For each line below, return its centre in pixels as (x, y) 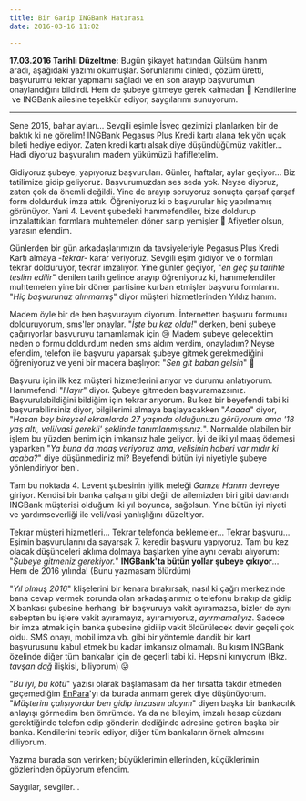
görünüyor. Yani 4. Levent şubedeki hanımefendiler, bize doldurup (133, 211)
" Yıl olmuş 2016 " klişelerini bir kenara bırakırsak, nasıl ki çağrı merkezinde (148, 588)
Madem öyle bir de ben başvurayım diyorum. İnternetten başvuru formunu (148, 314)
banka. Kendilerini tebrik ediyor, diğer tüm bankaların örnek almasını (137, 732)
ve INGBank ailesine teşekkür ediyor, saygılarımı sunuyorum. (125, 99)
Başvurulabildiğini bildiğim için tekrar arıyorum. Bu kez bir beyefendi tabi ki (149, 400)
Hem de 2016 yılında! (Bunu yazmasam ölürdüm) (101, 570)
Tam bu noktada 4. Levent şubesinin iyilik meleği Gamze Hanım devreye (144, 485)
